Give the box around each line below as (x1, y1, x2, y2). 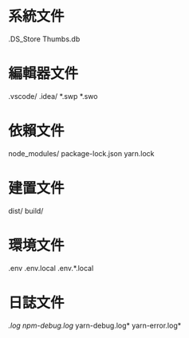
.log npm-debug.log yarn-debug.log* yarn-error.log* (8, 320, 182, 330)
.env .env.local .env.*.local (8, 263, 94, 273)
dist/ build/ (8, 206, 44, 215)
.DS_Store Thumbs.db (8, 33, 81, 44)
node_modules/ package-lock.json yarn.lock (8, 148, 155, 158)
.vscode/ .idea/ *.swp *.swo (8, 91, 98, 100)
